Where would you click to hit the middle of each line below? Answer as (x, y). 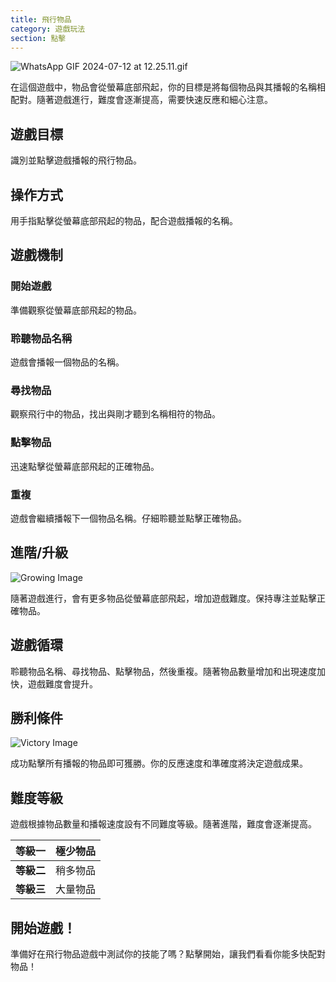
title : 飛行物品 (41, 19)
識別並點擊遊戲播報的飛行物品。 (76, 160)
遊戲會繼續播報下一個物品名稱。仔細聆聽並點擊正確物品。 (128, 518)
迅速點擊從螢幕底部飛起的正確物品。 (85, 466)
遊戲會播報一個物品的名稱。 (67, 362)
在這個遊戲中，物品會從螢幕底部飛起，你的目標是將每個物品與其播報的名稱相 (168, 87)
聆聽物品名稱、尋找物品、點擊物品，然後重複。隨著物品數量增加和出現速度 (163, 671)
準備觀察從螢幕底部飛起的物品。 (76, 310)
